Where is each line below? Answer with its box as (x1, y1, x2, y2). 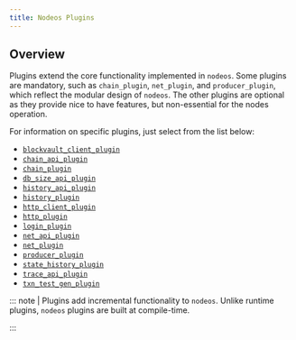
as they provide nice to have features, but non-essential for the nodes (9, 99, 269, 110)
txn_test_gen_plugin (22, 280, 100, 289)
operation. (9, 109, 48, 120)
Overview (9, 47, 66, 62)
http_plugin (22, 213, 68, 222)
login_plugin (22, 222, 72, 231)
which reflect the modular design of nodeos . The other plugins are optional (9, 89, 285, 100)
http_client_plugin (22, 203, 97, 212)
